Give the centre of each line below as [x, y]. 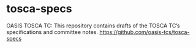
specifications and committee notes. [52, 32]
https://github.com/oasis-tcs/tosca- [144, 32]
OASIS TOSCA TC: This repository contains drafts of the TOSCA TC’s [93, 26]
